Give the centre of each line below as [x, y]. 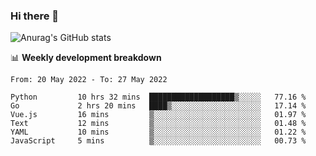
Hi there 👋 [35, 16]
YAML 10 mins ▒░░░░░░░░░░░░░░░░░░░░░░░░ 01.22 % [158, 132]
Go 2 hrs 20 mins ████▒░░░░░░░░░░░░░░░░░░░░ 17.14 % [158, 106]
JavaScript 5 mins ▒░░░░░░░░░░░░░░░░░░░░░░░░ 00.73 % [158, 141]
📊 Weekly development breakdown [86, 58]
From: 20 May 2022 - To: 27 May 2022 [89, 80]
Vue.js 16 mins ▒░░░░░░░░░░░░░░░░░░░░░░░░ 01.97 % [158, 115]
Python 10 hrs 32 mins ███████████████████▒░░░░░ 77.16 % [158, 97]
